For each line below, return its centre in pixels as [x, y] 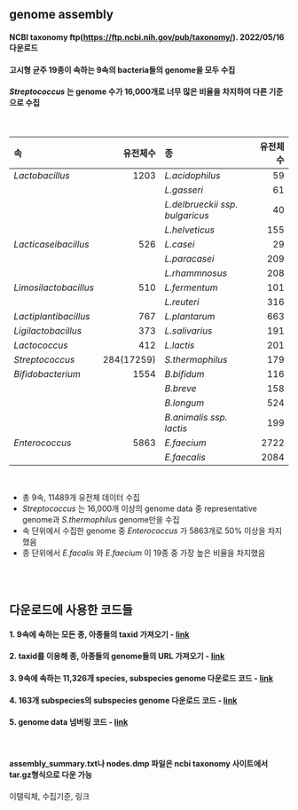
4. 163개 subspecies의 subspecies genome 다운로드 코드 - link [123, 700]
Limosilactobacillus [54, 287]
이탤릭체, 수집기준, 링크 [50, 796]
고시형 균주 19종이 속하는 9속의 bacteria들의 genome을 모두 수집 [122, 69]
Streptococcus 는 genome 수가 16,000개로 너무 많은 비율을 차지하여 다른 [138, 91]
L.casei [180, 244]
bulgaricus [187, 215]
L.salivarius [188, 330]
